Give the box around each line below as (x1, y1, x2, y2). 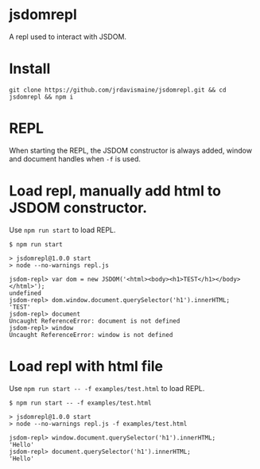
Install (9, 60, 51, 78)
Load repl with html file (9, 357, 164, 375)
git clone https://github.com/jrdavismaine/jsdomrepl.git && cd (9, 86, 227, 94)
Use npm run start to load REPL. (9, 225, 116, 234)
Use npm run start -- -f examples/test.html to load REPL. (9, 383, 205, 393)
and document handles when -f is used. (9, 153, 142, 164)
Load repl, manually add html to (9, 182, 222, 200)
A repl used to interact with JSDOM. (9, 32, 126, 41)
